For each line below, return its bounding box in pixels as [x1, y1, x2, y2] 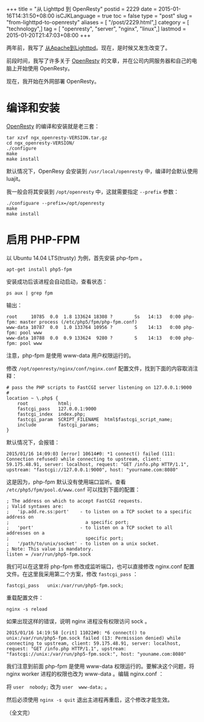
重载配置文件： [6, 593, 44, 601]
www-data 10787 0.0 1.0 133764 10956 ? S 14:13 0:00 [6, 324, 181, 330]
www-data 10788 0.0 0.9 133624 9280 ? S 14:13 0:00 [6, 334, 181, 341]
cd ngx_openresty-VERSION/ [6, 140, 75, 146]
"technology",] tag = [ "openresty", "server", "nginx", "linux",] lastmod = [6, 25, 186, 32]
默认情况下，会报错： [6, 438, 60, 446]
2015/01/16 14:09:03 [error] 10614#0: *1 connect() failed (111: [6, 450, 175, 457]
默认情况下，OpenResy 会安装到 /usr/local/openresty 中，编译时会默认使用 [6, 167, 198, 175]
